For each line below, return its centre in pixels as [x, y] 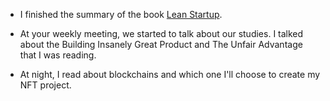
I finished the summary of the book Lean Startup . [121, 14]
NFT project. [45, 85]
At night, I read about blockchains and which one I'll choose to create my [170, 74]
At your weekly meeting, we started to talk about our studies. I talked [161, 33]
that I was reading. [58, 55]
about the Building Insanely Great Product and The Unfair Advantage [161, 44]
